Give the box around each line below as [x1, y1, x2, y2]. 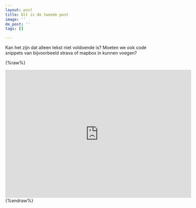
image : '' [5, 17, 26, 22]
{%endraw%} [5, 198, 34, 204]
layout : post [5, 7, 33, 13]
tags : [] [5, 26, 24, 31]
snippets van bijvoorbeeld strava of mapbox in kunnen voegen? [5, 50, 137, 56]
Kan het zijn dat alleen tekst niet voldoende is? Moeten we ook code [5, 45, 147, 51]
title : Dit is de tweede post [5, 12, 69, 17]
